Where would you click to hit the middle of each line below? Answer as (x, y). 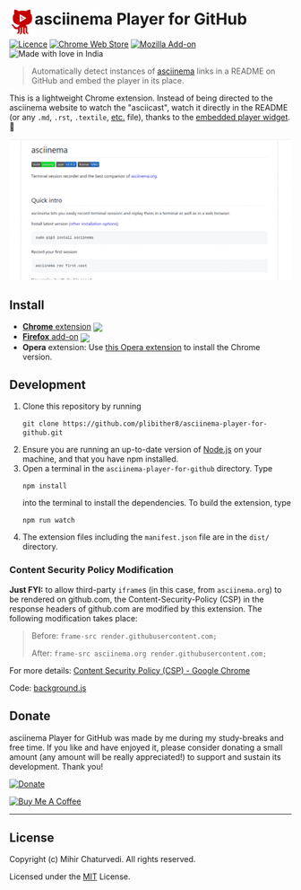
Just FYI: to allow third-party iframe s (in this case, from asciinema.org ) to (146, 589)
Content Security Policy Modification (91, 570)
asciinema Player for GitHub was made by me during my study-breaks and (146, 737)
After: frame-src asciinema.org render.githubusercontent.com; (149, 653)
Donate (30, 716)
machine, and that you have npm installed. (100, 459)
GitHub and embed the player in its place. (108, 80)
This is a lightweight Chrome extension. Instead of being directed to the (141, 98)
